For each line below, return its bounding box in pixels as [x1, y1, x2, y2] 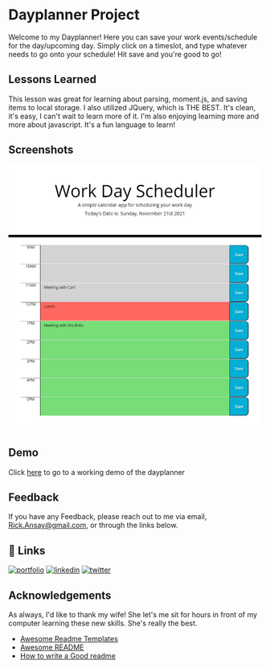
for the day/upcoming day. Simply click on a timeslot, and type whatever [8, 40, 247, 50]
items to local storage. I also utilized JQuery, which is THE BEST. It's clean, [8, 102, 256, 112]
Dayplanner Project [8, 6, 140, 24]
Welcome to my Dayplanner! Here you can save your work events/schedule [8, 32, 258, 42]
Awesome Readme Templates [19, 633, 119, 643]
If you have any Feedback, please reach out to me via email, [8, 512, 207, 522]
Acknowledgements [8, 588, 112, 602]
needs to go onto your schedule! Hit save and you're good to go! [8, 49, 223, 59]
